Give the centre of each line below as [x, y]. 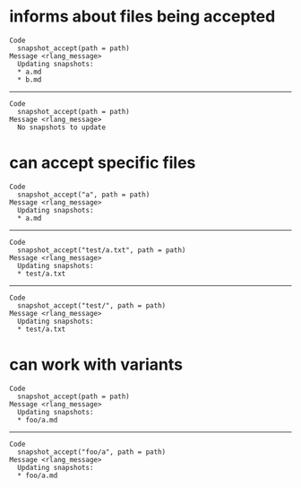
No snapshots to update [61, 127]
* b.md [30, 79]
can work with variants [96, 365]
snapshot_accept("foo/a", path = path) [92, 452]
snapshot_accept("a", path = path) [84, 195]
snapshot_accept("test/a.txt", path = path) [102, 250]
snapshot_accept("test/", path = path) [92, 305]
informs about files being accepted [142, 17]
